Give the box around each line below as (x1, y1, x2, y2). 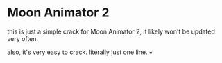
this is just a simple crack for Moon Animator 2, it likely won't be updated (7, 27, 215, 36)
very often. (7, 34, 39, 42)
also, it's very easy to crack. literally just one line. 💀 (7, 48, 153, 56)
